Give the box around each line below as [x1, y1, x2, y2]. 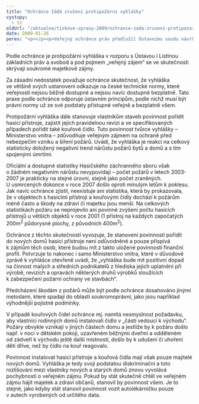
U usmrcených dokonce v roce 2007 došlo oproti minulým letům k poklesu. [6, 181, 190, 188]
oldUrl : [6, 25, 25, 31]
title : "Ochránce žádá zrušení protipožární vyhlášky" [6, 8, 145, 15]
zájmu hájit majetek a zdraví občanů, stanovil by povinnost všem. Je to [6, 379, 179, 386]
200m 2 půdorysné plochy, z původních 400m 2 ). [6, 219, 124, 227]
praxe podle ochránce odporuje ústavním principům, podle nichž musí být [6, 95, 187, 102]
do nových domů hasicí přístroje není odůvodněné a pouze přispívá [6, 237, 171, 244]
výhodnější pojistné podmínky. [6, 299, 81, 306]
